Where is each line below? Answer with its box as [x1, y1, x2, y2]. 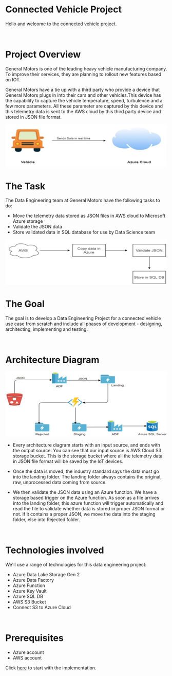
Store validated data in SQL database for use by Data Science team [12, 229, 156, 235]
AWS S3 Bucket [12, 599, 46, 605]
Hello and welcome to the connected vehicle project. [5, 21, 117, 27]
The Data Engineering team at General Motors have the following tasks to [5, 197, 160, 204]
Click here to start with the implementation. [5, 665, 97, 671]
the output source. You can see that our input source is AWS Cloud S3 [12, 448, 162, 454]
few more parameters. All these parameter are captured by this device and [5, 103, 163, 109]
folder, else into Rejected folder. [12, 517, 81, 523]
